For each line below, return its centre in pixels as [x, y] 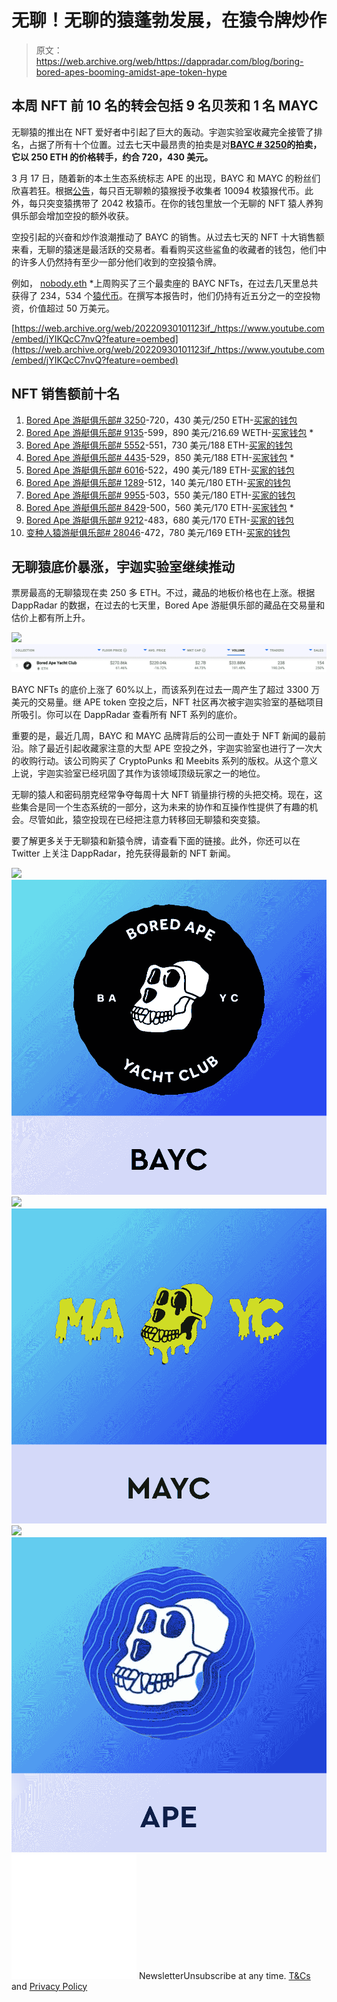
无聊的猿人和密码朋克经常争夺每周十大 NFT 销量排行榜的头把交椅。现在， [162, 794]
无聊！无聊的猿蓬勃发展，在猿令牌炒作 [169, 20]
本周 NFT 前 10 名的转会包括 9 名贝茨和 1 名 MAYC [165, 106]
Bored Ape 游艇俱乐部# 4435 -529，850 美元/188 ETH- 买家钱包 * [160, 457]
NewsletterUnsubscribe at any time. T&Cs [224, 1975]
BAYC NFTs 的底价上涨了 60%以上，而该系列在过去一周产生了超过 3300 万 [166, 689]
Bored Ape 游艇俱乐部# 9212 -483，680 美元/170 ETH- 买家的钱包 [160, 520]
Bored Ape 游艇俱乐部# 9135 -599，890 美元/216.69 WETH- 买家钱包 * [169, 432]
